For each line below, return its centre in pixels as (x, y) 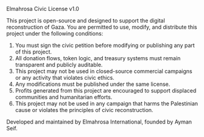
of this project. (33, 52)
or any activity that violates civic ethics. (65, 78)
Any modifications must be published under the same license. (93, 84)
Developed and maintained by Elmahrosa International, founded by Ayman (99, 122)
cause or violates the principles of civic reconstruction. (84, 110)
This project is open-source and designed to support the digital (86, 20)
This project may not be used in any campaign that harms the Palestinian (107, 104)
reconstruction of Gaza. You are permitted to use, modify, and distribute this (102, 27)
